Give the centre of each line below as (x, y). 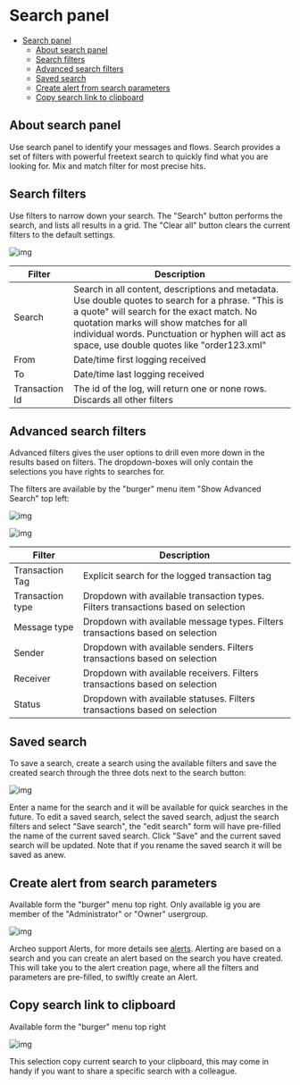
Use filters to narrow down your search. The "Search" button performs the (146, 215)
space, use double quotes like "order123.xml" (170, 345)
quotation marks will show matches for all (160, 323)
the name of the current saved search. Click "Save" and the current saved (145, 836)
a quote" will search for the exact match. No (165, 311)
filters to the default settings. (62, 234)
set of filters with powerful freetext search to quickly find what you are (139, 156)
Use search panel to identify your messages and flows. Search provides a (145, 147)
